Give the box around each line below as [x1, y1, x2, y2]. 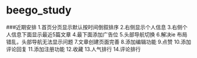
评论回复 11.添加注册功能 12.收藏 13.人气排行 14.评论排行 [6, 45, 141, 53]
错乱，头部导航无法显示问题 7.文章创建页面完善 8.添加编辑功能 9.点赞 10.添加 [6, 38, 191, 45]
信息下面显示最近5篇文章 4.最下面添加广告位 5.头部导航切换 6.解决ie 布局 [11, 30, 188, 38]
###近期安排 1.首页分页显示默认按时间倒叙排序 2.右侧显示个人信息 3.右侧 [6, 23, 183, 30]
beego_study [6, 4, 72, 17]
